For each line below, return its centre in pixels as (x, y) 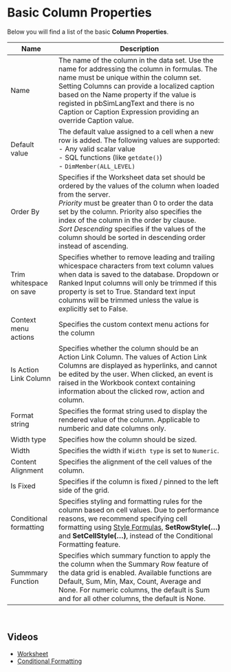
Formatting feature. (89, 544)
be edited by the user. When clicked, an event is (135, 374)
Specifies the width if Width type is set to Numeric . (139, 451)
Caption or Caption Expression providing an (129, 111)
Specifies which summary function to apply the (134, 555)
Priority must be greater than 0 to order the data (136, 203)
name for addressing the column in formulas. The (138, 69)
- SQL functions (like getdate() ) (110, 158)
